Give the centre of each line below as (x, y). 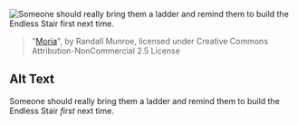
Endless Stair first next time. (62, 111)
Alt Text (32, 79)
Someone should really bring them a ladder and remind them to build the (145, 101)
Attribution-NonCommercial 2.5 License (106, 51)
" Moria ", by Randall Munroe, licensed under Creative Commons (150, 41)
